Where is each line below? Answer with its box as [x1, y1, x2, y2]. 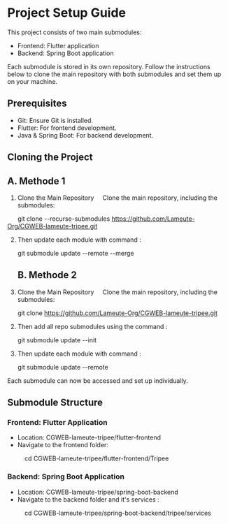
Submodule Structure [7, 397, 104, 409]
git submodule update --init [17, 335, 97, 344]
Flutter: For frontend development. [17, 124, 117, 132]
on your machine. [7, 77, 58, 85]
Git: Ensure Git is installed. [17, 116, 93, 124]
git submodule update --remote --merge [17, 249, 134, 257]
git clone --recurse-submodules [17, 214, 111, 223]
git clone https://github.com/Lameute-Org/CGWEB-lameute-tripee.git [17, 309, 218, 317]
